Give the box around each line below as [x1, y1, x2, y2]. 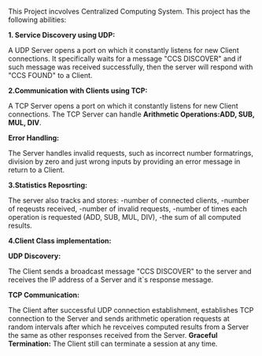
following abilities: [8, 15, 67, 24]
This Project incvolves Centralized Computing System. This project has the [8, 7, 250, 16]
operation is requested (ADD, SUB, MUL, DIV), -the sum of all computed [8, 213, 242, 221]
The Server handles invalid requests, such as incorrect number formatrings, [8, 149, 254, 158]
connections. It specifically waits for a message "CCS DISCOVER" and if [8, 54, 242, 63]
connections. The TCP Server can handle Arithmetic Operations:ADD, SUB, [8, 109, 255, 119]
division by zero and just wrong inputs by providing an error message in [8, 157, 241, 166]
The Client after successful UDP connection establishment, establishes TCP [8, 306, 254, 314]
